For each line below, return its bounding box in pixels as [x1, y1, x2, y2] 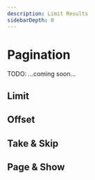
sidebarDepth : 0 [7, 17, 54, 24]
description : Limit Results [7, 10, 89, 17]
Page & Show [7, 161, 65, 173]
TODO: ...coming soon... [7, 70, 76, 78]
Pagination [7, 47, 71, 63]
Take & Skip [7, 137, 59, 149]
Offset [7, 114, 35, 126]
